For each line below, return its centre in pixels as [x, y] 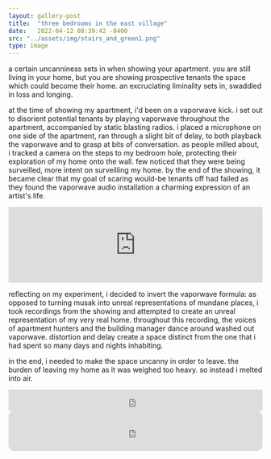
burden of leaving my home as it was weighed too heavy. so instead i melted [135, 370]
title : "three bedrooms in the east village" [88, 23]
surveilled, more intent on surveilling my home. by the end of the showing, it [134, 170]
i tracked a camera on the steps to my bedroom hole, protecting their [123, 153]
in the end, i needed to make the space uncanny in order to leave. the [124, 361]
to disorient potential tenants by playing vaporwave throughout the [119, 119]
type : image [28, 46]
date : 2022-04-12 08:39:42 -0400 [68, 31]
